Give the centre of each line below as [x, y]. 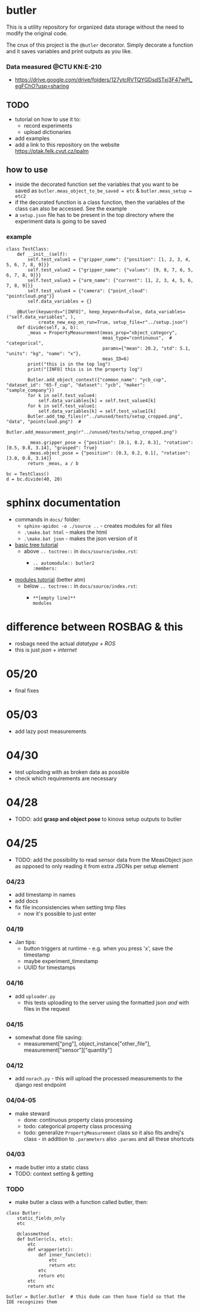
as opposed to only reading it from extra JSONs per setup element [97, 866]
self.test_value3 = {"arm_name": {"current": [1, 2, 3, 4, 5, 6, [111, 281]
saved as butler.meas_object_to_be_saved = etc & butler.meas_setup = [103, 190]
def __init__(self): [42, 255]
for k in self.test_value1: [62, 406]
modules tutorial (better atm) [50, 580]
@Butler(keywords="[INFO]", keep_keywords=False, [80, 312]
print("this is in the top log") [69, 364]
